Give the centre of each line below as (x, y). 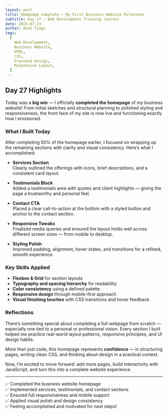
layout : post (19, 10)
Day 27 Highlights (33, 90)
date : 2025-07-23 (23, 24)
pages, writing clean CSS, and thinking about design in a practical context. (82, 354)
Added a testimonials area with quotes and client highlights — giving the (87, 188)
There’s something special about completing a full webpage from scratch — (83, 323)
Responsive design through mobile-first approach (64, 294)
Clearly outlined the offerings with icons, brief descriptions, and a (80, 168)
